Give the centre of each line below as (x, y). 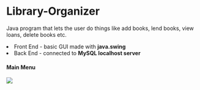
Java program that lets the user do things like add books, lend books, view (100, 28)
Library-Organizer (53, 11)
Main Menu (21, 67)
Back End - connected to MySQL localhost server (77, 53)
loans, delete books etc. (37, 34)
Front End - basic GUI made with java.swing (70, 47)
